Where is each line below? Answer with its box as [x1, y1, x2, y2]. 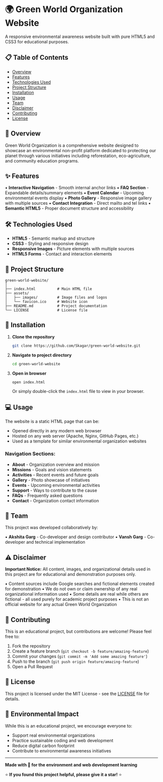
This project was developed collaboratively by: [5, 525, 98, 531]
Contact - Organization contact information [12, 498, 99, 503]
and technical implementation [26, 539, 86, 545]
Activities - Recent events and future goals [12, 472, 99, 478]
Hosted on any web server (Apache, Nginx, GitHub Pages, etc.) [12, 433, 139, 439]
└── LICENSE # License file [5, 308, 88, 313]
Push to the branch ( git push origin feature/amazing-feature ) [12, 658, 139, 664]
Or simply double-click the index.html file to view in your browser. [12, 389, 145, 394]
